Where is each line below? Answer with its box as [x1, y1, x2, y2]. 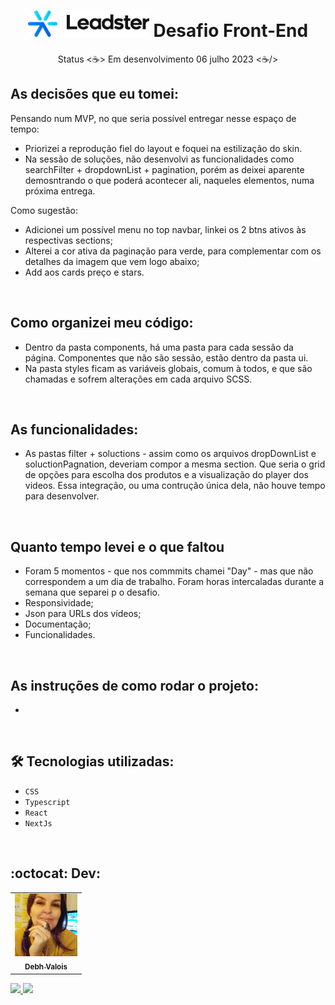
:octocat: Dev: [10, 865, 101, 882]
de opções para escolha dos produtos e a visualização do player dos [24, 469, 309, 481]
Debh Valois [24, 962, 68, 972]
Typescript [24, 797, 71, 807]
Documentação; [24, 618, 92, 630]
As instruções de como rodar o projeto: [10, 677, 259, 694]
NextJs [24, 818, 53, 829]
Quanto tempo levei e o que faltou [10, 538, 225, 555]
